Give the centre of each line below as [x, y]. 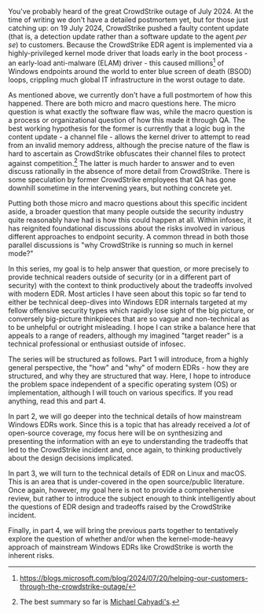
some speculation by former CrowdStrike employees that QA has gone [122, 179]
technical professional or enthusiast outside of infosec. [97, 344]
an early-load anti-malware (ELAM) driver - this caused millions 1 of [116, 62]
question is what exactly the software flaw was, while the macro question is [130, 111]
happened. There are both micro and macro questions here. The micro [122, 103]
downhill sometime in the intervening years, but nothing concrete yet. [121, 188]
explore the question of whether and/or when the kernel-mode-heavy [121, 539]
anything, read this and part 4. [57, 401]
